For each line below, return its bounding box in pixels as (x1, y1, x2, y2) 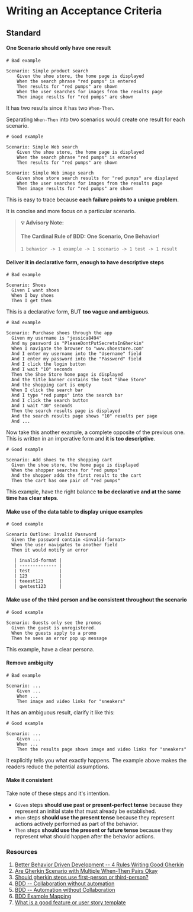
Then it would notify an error (11, 547, 89, 553)
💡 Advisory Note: (20, 218, 64, 226)
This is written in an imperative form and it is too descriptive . (6, 435, 156, 442)
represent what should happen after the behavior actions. (14, 833, 155, 840)
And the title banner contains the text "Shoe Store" (11, 377, 147, 383)
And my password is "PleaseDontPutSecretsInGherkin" (11, 340, 144, 347)
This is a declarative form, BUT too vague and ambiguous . (6, 308, 150, 315)
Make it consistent (6, 777, 53, 784)
